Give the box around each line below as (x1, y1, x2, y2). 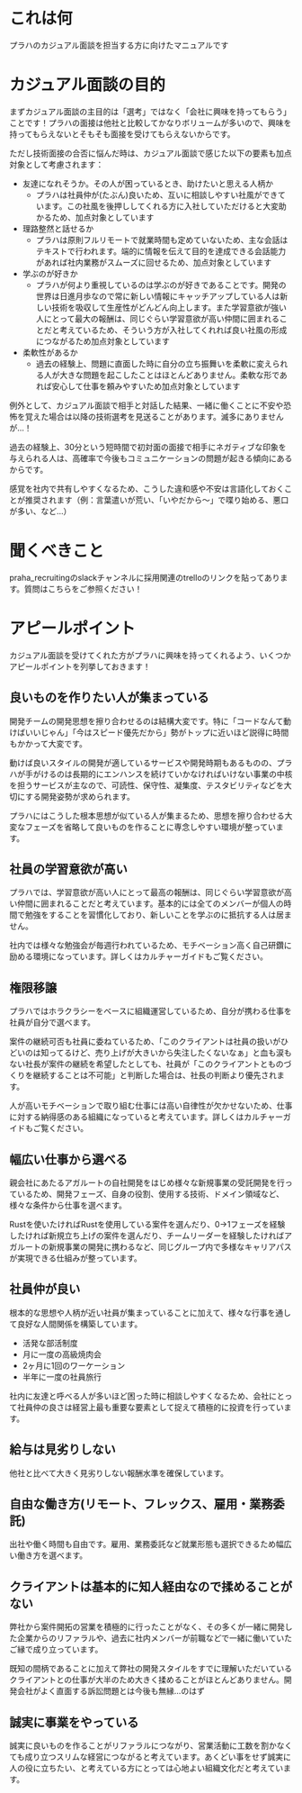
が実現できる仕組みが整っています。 (9, 1253, 142, 1263)
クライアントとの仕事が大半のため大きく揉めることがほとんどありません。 (9, 1674, 285, 1685)
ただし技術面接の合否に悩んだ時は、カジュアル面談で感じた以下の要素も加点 (9, 148, 292, 158)
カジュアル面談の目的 (9, 75, 166, 95)
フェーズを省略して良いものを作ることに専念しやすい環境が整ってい (24, 821, 277, 832)
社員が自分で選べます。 (9, 1017, 96, 1028)
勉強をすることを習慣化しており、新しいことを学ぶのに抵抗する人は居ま (24, 910, 292, 920)
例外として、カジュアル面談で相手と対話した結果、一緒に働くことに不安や (9, 400, 284, 411)
